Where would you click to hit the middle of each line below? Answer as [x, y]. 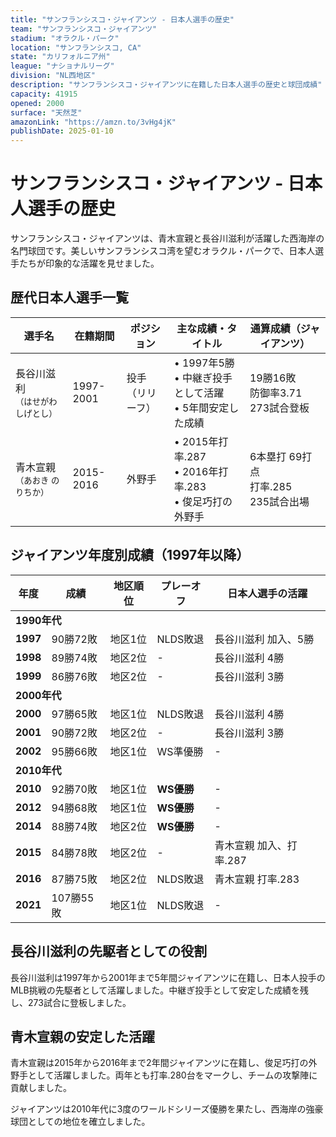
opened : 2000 [37, 103]
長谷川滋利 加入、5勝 [264, 639]
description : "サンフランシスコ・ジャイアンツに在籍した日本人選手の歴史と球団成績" [166, 85]
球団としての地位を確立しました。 [80, 1122]
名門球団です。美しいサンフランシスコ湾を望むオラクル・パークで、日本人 [163, 251]
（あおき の [37, 480]
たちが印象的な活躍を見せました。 [89, 263]
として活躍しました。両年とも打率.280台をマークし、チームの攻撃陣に [172, 1075]
